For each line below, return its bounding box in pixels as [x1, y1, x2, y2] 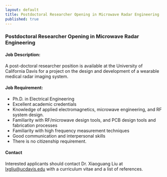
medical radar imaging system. [5, 73, 69, 79]
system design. [12, 112, 44, 118]
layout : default [5, 7, 39, 12]
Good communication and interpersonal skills [12, 133, 106, 139]
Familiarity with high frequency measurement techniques [12, 128, 130, 134]
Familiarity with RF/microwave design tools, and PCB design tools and [12, 117, 156, 123]
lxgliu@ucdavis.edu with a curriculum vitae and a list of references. [5, 166, 143, 172]
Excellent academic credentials [12, 101, 77, 107]
